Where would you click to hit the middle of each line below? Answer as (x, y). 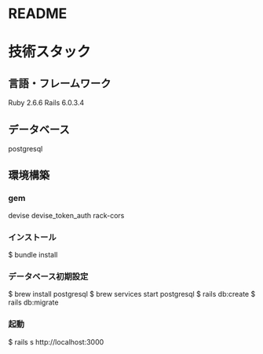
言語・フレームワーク (60, 83)
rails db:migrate (33, 302)
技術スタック (50, 52)
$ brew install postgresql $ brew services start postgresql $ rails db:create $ (132, 294)
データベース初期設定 (48, 276)
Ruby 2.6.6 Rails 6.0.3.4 (46, 103)
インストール (32, 237)
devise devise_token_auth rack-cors (66, 215)
